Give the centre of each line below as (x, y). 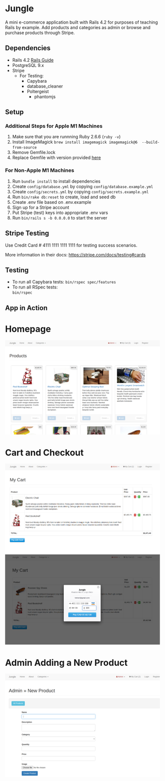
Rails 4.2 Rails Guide (33, 60)
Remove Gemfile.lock (34, 153)
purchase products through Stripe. (40, 32)
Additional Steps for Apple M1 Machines (54, 126)
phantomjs (45, 96)
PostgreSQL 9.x (28, 65)
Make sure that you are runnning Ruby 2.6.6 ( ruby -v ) (67, 137)
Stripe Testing (27, 234)
